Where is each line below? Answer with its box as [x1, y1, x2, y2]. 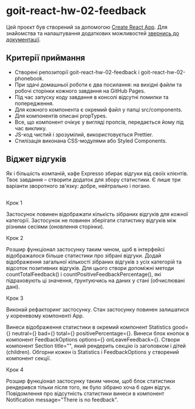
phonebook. [14, 75, 44, 82]
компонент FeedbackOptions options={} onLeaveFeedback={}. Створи [6, 336, 180, 343]
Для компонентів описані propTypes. [14, 112, 107, 119]
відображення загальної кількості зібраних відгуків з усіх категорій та [6, 258, 182, 265]
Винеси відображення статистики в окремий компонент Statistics [6, 323, 172, 330]
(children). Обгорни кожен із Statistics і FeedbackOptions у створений [6, 348, 179, 356]
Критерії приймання [6, 53, 85, 63]
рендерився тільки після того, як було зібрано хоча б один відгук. [6, 383, 172, 391]
